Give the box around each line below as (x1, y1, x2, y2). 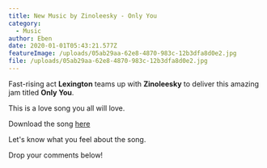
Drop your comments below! (8, 150, 104, 160)
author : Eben (8, 34, 53, 43)
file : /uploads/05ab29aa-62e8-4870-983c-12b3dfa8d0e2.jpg (8, 57, 208, 65)
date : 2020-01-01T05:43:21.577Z (8, 42, 117, 50)
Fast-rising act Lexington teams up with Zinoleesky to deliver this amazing (8, 78, 260, 89)
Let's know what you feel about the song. (8, 134, 146, 144)
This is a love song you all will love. (8, 103, 125, 113)
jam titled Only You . (8, 87, 74, 97)
